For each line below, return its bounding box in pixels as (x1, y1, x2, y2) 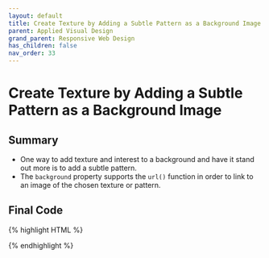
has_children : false (8, 42, 78, 50)
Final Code (8, 203, 64, 218)
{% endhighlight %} (8, 240, 74, 250)
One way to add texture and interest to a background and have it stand (19, 155, 255, 164)
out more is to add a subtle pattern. (19, 163, 137, 173)
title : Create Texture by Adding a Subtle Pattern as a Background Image (8, 19, 262, 27)
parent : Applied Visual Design (8, 27, 114, 35)
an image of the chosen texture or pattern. (19, 181, 161, 189)
